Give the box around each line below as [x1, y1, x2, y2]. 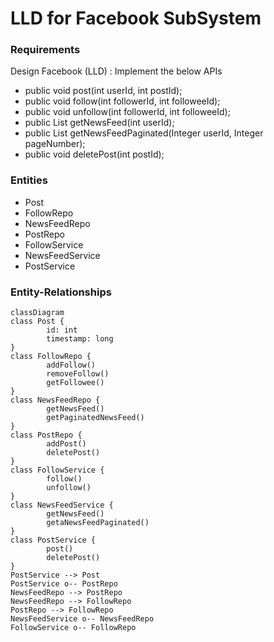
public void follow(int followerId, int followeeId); [24, 95, 221, 107]
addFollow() [46, 360, 97, 371]
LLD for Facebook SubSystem [10, 7, 262, 30]
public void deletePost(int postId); [24, 148, 165, 161]
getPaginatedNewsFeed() [46, 413, 145, 423]
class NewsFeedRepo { [10, 395, 101, 406]
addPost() [46, 439, 87, 449]
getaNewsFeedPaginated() [46, 518, 150, 528]
